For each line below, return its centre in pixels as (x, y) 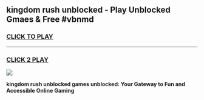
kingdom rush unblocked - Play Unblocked (89, 10)
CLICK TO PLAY (30, 37)
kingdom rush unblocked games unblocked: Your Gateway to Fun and (96, 84)
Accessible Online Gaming (40, 90)
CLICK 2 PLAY (27, 59)
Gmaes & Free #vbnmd (50, 20)
